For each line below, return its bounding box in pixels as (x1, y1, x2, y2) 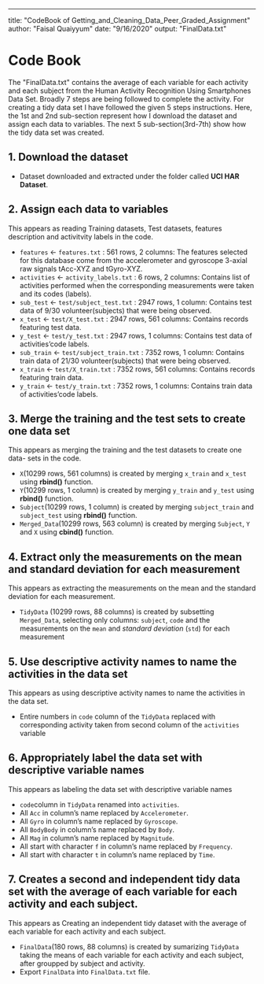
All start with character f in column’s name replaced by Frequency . (19, 842, 233, 851)
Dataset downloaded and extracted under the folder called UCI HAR (19, 171, 240, 181)
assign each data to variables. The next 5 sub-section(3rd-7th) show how (8, 119, 247, 128)
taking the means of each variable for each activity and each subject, (19, 950, 244, 960)
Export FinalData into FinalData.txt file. (19, 967, 151, 976)
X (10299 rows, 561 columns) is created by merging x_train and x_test (19, 469, 247, 479)
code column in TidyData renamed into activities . (19, 800, 180, 809)
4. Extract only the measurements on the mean (8, 550, 242, 564)
